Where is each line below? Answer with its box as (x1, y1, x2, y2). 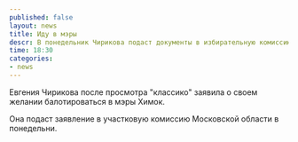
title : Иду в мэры (9, 29, 77, 38)
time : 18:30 (9, 46, 53, 55)
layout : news (9, 21, 58, 30)
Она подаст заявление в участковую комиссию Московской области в (9, 113, 279, 124)
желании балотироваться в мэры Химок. (9, 96, 166, 106)
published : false (9, 12, 74, 22)
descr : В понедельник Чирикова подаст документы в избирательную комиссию (9, 37, 292, 47)
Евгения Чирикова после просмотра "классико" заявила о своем (9, 86, 258, 98)
